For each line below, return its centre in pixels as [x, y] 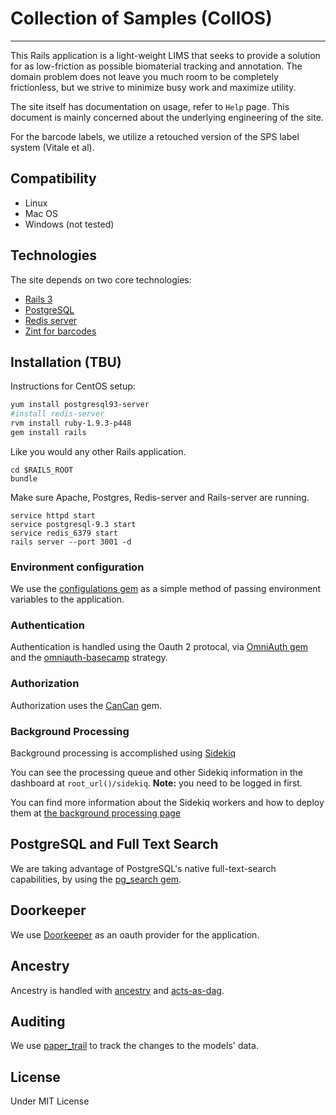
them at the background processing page [96, 813]
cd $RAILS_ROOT [42, 470]
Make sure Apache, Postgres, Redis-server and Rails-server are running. [160, 497]
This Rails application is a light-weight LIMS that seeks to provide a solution [165, 55]
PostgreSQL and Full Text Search [114, 844]
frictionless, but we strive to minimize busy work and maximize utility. [153, 87]
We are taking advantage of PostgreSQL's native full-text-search [143, 868]
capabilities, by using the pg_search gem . [96, 879]
